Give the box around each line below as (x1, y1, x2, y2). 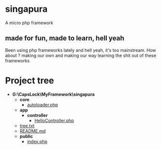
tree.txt (19, 122, 35, 129)
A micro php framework (5, 20, 53, 26)
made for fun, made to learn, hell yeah (5, 34, 124, 42)
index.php (27, 138, 48, 144)
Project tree (5, 75, 54, 86)
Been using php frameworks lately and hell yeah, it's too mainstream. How (5, 47, 157, 53)
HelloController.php (34, 117, 74, 123)
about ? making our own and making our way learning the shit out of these (5, 52, 157, 58)
